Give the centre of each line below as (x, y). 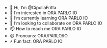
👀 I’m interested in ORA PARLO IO (43, 13)
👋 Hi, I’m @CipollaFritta (33, 8)
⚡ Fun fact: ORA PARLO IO (36, 41)
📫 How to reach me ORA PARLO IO (45, 29)
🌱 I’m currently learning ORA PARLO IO (49, 18)
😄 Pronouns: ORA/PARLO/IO (39, 36)
